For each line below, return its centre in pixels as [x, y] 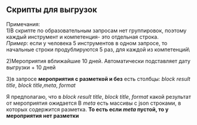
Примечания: [23, 24]
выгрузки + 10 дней [31, 67]
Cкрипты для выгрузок [52, 10]
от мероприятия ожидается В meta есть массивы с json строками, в [94, 103]
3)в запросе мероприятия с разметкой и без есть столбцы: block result [98, 79]
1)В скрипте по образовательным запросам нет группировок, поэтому [96, 30]
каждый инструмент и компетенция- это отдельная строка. [83, 37]
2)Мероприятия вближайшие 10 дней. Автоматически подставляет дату [98, 61]
